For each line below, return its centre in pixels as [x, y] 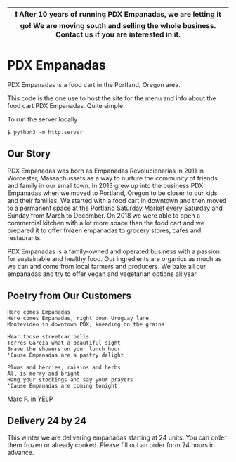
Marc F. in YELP [30, 399]
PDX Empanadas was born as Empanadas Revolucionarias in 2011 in [106, 171]
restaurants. [25, 237]
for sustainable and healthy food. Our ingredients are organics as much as [114, 258]
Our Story [29, 154]
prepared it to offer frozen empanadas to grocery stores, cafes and [104, 230]
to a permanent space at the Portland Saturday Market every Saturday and [115, 208]
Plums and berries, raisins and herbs [64, 367]
